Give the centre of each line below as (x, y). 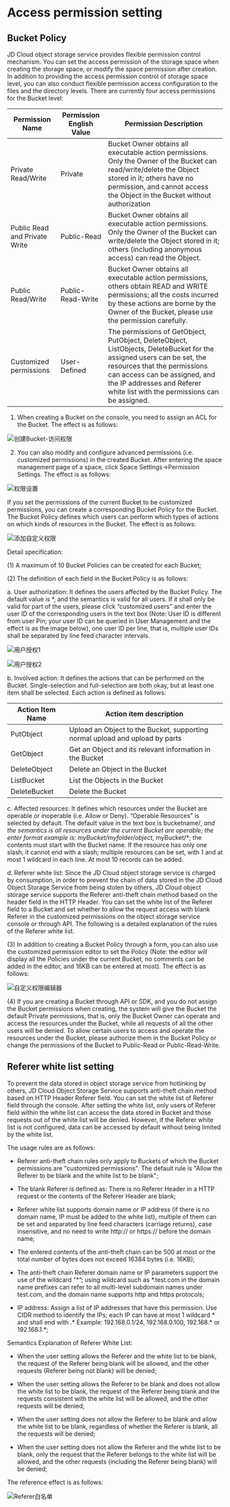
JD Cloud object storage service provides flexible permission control (104, 54)
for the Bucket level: (35, 98)
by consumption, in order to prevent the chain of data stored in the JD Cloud (115, 880)
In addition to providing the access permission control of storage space (108, 76)
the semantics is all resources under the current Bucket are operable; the (111, 830)
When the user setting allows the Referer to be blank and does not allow (118, 1383)
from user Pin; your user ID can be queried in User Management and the (109, 621)
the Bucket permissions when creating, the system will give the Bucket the (112, 1009)
